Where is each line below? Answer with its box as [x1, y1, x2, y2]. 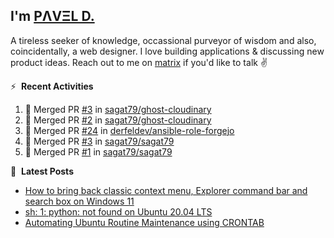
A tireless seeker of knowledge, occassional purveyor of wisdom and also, [10, 34, 317, 46]
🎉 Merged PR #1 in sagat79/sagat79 [24, 145, 173, 158]
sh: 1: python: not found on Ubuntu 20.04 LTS [24, 205, 213, 218]
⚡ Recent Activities [10, 80, 94, 92]
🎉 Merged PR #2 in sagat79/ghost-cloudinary [24, 114, 212, 126]
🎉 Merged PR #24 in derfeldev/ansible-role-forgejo [24, 124, 235, 136]
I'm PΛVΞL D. [10, 8, 95, 25]
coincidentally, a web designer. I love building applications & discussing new [10, 45, 325, 57]
